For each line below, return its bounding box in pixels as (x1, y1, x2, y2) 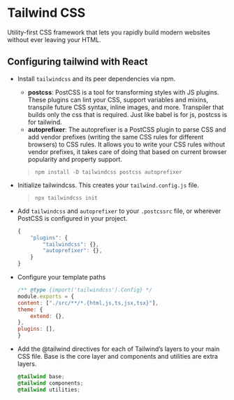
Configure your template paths (17, 273, 106, 281)
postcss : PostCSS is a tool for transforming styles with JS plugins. (27, 88, 219, 96)
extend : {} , (30, 312, 65, 319)
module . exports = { (17, 293, 75, 300)
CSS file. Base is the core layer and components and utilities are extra (17, 352, 219, 360)
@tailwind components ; (17, 380, 84, 387)
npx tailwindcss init (34, 194, 98, 201)
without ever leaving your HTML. (7, 35, 101, 43)
